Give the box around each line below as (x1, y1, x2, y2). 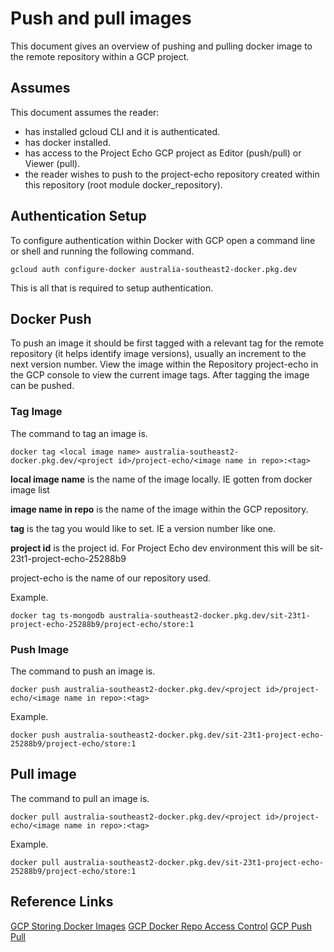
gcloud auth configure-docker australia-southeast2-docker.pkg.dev (10, 264, 298, 274)
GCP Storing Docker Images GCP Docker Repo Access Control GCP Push (10, 920, 313, 932)
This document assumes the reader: (10, 106, 160, 118)
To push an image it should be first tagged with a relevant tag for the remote (10, 337, 325, 349)
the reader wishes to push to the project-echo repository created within (24, 168, 320, 180)
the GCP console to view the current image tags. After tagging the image (10, 369, 310, 381)
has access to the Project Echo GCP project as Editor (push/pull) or (24, 147, 302, 159)
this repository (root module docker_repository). (24, 178, 223, 191)
